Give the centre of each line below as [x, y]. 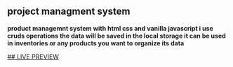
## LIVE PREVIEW [33, 57]
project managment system [69, 12]
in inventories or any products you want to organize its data [96, 43]
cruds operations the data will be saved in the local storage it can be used [116, 36]
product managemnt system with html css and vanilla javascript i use [111, 28]
